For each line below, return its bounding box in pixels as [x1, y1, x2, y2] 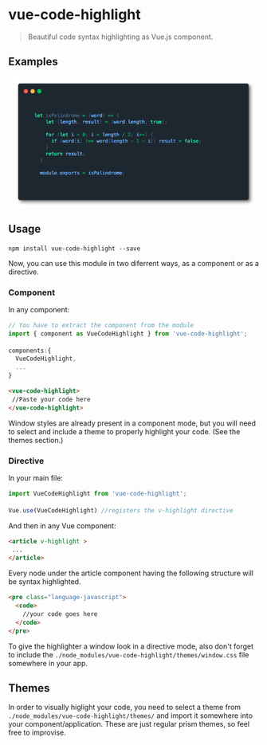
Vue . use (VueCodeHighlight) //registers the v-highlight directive [8, 506, 234, 515]
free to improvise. [8, 727, 66, 738]
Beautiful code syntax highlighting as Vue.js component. [27, 32, 214, 41]
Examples [8, 55, 58, 69]
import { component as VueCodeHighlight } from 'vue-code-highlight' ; [8, 329, 248, 338]
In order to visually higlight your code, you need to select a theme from [8, 703, 241, 712]
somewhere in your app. [8, 658, 88, 668]
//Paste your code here [11, 395, 91, 403]
